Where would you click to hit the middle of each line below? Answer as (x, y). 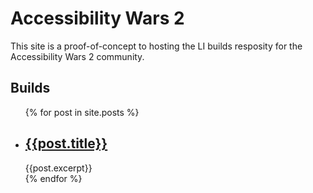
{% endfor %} (53, 178)
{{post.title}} (66, 143)
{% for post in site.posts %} (82, 112)
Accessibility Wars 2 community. (77, 56)
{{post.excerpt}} (58, 168)
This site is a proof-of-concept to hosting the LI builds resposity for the (156, 46)
